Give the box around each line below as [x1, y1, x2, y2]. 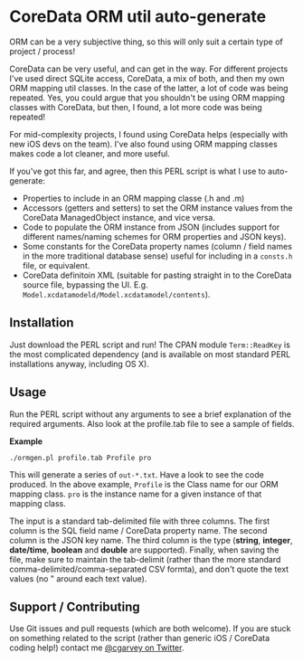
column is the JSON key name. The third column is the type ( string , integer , [9, 534, 293, 545]
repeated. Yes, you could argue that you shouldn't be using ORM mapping [9, 92, 285, 103]
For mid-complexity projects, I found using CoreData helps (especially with [9, 128, 289, 139]
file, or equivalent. [22, 260, 90, 270]
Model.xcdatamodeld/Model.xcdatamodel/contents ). [22, 288, 211, 299]
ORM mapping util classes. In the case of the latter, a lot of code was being [9, 82, 289, 93]
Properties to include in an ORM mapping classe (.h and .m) [22, 193, 245, 203]
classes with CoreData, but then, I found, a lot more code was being [9, 101, 262, 112]
